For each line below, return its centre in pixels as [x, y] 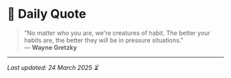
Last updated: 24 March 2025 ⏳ [53, 67]
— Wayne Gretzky [51, 47]
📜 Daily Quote [47, 14]
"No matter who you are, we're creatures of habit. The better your [117, 33]
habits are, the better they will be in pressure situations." [104, 40]
